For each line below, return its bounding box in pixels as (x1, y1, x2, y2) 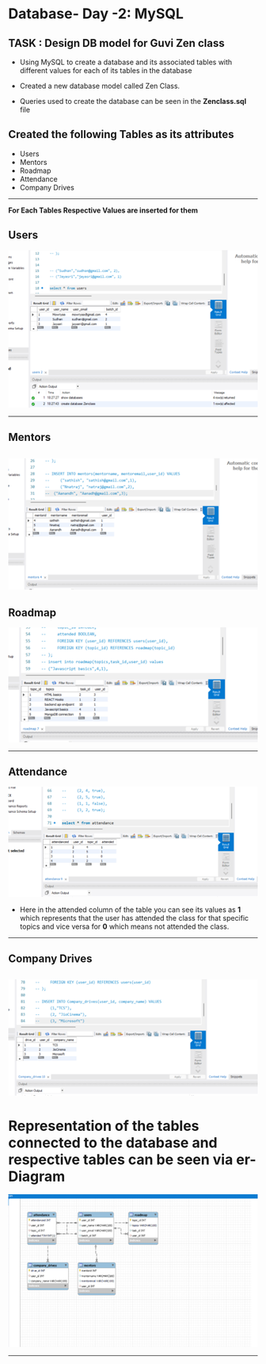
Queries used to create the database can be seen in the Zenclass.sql (19, 97, 247, 105)
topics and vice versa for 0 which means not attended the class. (19, 921, 230, 931)
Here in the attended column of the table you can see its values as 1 (19, 905, 241, 914)
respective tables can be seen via (8, 1151, 234, 1168)
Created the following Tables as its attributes (8, 128, 235, 141)
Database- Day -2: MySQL (8, 5, 184, 23)
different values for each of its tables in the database (19, 66, 192, 75)
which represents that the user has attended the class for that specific (19, 913, 249, 922)
